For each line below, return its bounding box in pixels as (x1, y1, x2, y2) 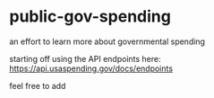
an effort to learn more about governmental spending (9, 36, 206, 47)
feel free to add (9, 80, 66, 91)
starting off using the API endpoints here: (9, 53, 161, 64)
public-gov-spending (9, 6, 172, 27)
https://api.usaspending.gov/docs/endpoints (9, 63, 173, 74)
